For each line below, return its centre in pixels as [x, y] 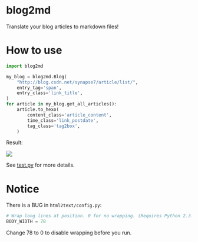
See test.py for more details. [40, 165]
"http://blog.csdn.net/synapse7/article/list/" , [77, 82]
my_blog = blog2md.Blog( [37, 77]
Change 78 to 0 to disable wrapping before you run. [69, 233]
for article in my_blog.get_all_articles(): [62, 104]
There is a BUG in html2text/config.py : [54, 205]
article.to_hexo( [38, 110]
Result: [14, 142]
